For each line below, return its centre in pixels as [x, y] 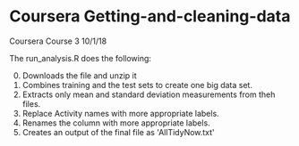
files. [31, 103]
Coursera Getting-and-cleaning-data [150, 16]
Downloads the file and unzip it [79, 75]
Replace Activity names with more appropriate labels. [120, 113]
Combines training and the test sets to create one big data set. [137, 85]
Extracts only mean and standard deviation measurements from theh [149, 94]
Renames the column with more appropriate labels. [116, 123]
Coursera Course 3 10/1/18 [58, 41]
